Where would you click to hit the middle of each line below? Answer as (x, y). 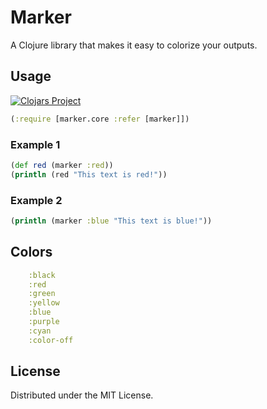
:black (42, 275)
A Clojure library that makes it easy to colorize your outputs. (134, 45)
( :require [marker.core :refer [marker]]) (100, 119)
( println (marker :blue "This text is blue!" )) (111, 221)
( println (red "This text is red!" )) (89, 174)
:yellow (44, 303)
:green (42, 294)
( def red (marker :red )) (62, 165)
